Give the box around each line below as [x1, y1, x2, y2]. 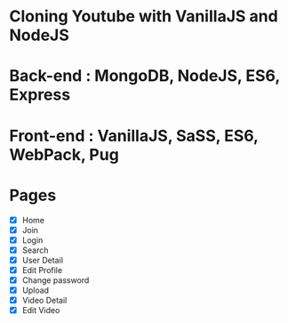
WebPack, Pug [9, 144, 120, 165]
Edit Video [21, 305, 60, 316]
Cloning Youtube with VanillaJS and [9, 6, 278, 27]
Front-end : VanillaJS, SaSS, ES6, [9, 125, 259, 146]
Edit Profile [21, 264, 63, 275]
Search [21, 245, 49, 255]
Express [9, 85, 71, 105]
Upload [21, 285, 50, 295]
